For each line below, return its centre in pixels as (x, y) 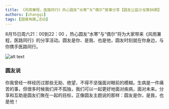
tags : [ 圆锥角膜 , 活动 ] (27, 19)
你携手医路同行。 (23, 47)
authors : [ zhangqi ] (26, 15)
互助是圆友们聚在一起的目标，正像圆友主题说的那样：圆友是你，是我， (87, 95)
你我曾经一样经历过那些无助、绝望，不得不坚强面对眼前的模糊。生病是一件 (82, 82)
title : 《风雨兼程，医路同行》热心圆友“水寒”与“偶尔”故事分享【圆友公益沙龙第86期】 (83, 10)
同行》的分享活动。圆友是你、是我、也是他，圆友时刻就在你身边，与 (93, 40)
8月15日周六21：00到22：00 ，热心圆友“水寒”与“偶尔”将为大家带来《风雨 (81, 34)
